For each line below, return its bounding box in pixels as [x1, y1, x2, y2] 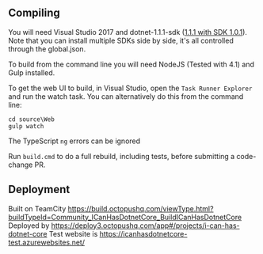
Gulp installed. [8, 67, 55, 78]
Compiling [8, 6, 61, 20]
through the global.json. [8, 44, 86, 54]
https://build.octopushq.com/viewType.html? [67, 203, 214, 213]
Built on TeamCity [8, 203, 67, 213]
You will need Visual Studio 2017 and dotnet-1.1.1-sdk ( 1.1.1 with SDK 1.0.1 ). [8, 27, 248, 36]
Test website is [48, 229, 98, 238]
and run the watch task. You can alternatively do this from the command [8, 91, 244, 101]
